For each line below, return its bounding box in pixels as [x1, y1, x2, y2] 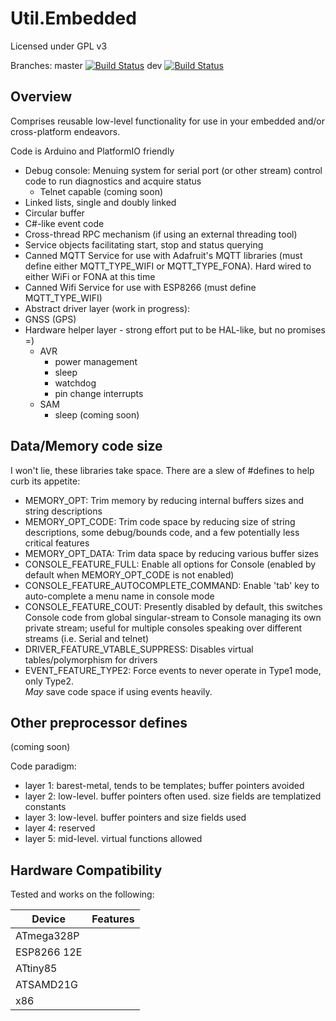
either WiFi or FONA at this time [24, 270, 156, 282]
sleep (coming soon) [54, 408, 140, 421]
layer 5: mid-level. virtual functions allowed [24, 833, 203, 845]
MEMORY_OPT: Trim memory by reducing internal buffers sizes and [24, 494, 305, 506]
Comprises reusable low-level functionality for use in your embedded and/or [10, 115, 325, 127]
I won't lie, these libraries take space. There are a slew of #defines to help [10, 464, 315, 476]
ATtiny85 [15, 962, 58, 976]
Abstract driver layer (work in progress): [24, 302, 191, 314]
